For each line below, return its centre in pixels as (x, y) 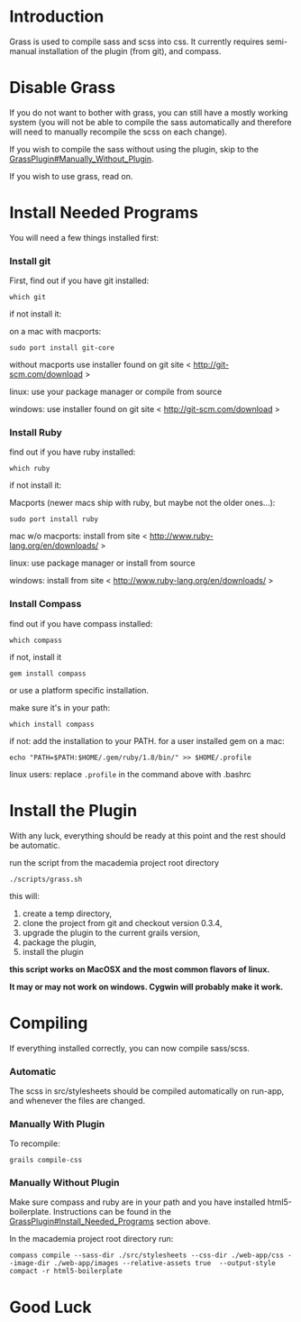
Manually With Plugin (57, 1124)
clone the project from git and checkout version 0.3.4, (122, 923)
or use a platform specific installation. (79, 690)
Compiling (49, 1023)
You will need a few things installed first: (84, 237)
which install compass (52, 724)
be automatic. (35, 845)
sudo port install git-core (62, 348)
